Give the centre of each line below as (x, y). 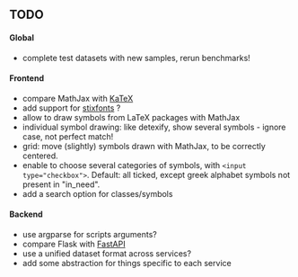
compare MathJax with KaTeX (78, 98)
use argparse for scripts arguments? (89, 234)
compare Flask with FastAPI (74, 244)
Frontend (27, 78)
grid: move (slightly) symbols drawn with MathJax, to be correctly (144, 146)
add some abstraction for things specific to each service (127, 263)
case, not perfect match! (68, 136)
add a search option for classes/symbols (97, 193)
